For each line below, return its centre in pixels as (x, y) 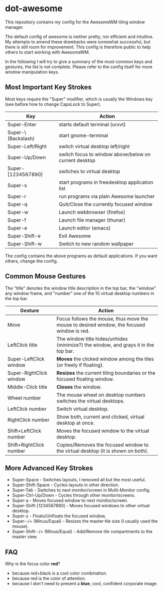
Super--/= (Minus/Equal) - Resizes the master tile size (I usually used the (85, 521)
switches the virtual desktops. (90, 401)
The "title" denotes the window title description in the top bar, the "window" (81, 288)
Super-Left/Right (27, 146)
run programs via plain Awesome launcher (107, 196)
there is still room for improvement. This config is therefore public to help (78, 47)
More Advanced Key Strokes (49, 468)
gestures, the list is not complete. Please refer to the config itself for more (79, 67)
